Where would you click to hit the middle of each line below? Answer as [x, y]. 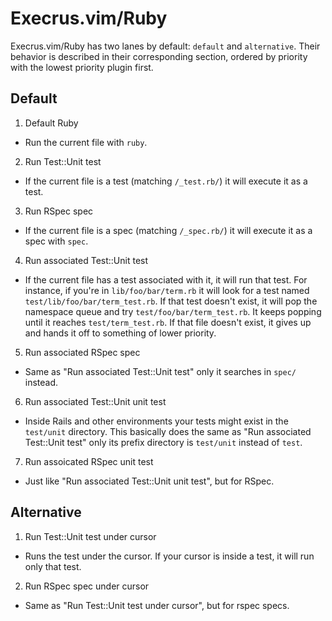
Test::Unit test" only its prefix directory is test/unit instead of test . [163, 442]
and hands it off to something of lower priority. [120, 333]
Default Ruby [51, 123]
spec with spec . [56, 241]
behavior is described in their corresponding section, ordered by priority [159, 56]
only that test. [53, 566]
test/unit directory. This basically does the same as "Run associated [168, 431]
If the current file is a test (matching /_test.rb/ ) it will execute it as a [166, 181]
